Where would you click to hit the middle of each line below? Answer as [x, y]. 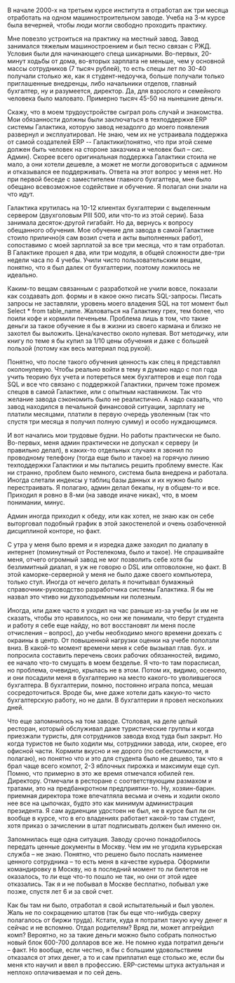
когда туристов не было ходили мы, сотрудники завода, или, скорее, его [117, 743]
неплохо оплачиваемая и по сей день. [65, 972]
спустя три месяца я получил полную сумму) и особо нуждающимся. [112, 422]
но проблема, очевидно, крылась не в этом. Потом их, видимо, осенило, [117, 670]
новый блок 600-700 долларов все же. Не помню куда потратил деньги [116, 942]
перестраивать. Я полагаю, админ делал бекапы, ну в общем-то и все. [114, 487]
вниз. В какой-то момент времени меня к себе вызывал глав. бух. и [109, 648]
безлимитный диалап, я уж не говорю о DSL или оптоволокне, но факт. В [117, 567]
